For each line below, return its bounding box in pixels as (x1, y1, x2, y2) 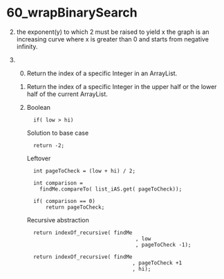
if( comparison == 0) (32, 198, 96, 204)
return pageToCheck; (45, 204, 105, 211)
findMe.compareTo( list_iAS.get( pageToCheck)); (39, 185, 183, 193)
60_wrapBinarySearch (6, 5, 138, 21)
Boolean (26, 103, 51, 111)
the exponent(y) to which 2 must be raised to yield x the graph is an (16, 28, 209, 36)
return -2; (32, 142, 65, 149)
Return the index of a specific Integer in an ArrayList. (26, 69, 178, 77)
